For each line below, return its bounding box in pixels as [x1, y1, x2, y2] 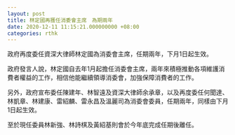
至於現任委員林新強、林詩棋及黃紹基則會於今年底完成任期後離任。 [7, 120, 198, 129]
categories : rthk [7, 29, 58, 37]
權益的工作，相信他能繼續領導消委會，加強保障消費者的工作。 [19, 73, 198, 82]
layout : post [7, 10, 46, 17]
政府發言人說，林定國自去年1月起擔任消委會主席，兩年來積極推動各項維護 [7, 64, 219, 73]
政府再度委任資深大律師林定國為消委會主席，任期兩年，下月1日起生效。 [7, 50, 213, 58]
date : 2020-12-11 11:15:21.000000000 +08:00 [7, 23, 140, 30]
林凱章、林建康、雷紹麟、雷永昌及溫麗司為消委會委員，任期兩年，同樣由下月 [7, 97, 229, 106]
